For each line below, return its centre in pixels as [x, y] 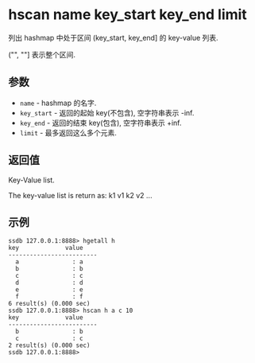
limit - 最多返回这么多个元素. [68, 132]
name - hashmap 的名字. [58, 103]
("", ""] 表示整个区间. [42, 54]
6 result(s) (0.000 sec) [49, 304]
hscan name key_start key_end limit [128, 15]
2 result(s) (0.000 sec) [49, 345]
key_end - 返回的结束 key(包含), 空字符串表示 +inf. [100, 123]
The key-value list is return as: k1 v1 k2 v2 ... [80, 195]
